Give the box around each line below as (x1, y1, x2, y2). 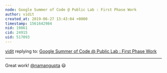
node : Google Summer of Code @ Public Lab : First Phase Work (5, 7, 137, 12)
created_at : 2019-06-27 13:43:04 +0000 (5, 16, 88, 21)
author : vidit (5, 12, 35, 17)
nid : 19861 (5, 26, 28, 31)
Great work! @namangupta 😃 (5, 62, 66, 68)
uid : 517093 (5, 35, 30, 40)
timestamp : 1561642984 (5, 21, 52, 26)
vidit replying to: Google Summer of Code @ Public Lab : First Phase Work (5, 48, 157, 54)
